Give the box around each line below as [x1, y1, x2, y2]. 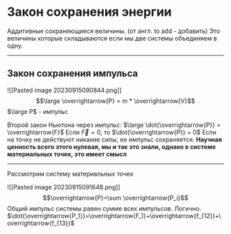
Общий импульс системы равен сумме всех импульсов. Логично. [7, 204, 201, 213]
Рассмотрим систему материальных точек [7, 169, 134, 178]
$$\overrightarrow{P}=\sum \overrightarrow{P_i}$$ [42, 194, 189, 202]
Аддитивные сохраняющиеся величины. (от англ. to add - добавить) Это [7, 27, 221, 35]
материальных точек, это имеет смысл [7, 150, 127, 158]
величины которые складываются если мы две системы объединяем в [7, 34, 217, 42]
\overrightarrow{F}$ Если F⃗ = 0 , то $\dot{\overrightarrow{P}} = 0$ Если [7, 128, 217, 136]
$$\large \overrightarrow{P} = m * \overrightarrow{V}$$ [35, 97, 196, 105]
